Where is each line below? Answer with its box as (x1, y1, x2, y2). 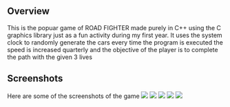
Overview (7, 5, 50, 17)
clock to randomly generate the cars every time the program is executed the (7, 38, 224, 47)
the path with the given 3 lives (7, 53, 93, 61)
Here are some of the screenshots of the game (7, 92, 140, 100)
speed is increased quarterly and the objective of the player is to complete (7, 45, 218, 53)
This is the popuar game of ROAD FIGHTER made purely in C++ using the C (7, 23, 222, 32)
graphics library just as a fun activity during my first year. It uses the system (7, 31, 222, 39)
